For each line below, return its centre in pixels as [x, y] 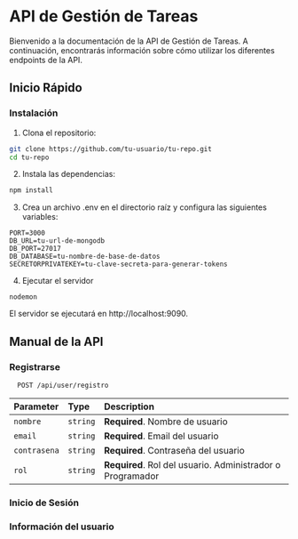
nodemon [24, 297]
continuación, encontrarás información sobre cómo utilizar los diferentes [142, 50]
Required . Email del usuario [161, 436]
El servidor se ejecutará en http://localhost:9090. [99, 314]
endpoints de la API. [46, 60]
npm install [31, 190]
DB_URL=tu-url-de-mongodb [57, 241]
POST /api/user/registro [63, 385]
